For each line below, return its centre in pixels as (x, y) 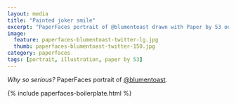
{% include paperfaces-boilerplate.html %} (70, 93)
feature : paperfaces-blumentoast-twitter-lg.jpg (86, 40)
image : (17, 33)
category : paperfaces (39, 53)
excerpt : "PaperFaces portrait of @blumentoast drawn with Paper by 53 (114, 27)
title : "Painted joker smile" (52, 20)
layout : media (28, 14)
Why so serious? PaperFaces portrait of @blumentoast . (87, 79)
